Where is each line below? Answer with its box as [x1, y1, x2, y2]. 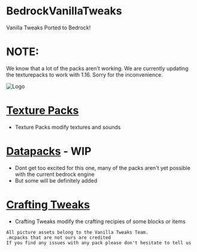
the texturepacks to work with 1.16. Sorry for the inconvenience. [6, 71, 163, 78]
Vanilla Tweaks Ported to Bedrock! [6, 24, 91, 31]
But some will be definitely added [14, 177, 98, 184]
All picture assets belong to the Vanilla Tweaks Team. [6, 229, 148, 235]
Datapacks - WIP [6, 145, 92, 158]
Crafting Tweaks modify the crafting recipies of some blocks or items [14, 217, 186, 225]
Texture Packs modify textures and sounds [14, 123, 121, 130]
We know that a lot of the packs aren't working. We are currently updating [6, 65, 189, 72]
